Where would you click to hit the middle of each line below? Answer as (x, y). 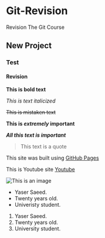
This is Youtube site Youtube (40, 170)
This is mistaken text (31, 113)
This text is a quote (43, 147)
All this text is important (36, 135)
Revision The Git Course (35, 27)
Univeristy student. (38, 205)
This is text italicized (31, 101)
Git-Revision (37, 11)
